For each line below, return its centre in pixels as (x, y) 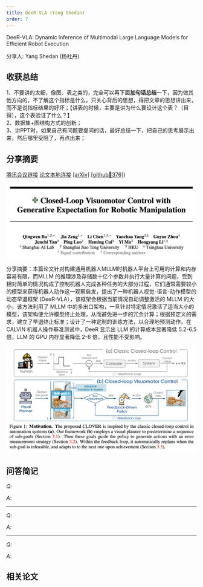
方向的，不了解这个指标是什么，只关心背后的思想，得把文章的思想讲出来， (104, 100)
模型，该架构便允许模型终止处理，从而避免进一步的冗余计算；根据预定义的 (99, 314)
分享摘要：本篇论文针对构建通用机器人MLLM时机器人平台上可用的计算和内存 (101, 269)
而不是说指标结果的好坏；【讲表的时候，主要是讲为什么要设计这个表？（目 (98, 108)
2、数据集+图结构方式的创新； (44, 123)
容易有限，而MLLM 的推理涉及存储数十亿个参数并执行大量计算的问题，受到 (100, 277)
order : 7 (17, 19)
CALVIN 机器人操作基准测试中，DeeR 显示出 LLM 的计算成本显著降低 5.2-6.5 (101, 329)
